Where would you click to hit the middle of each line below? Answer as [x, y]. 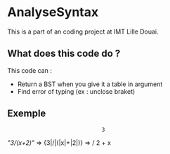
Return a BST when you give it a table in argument [90, 84]
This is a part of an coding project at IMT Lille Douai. [83, 31]
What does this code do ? [64, 54]
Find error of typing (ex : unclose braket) [76, 91]
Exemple [27, 114]
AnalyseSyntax [53, 12]
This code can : [30, 70]
